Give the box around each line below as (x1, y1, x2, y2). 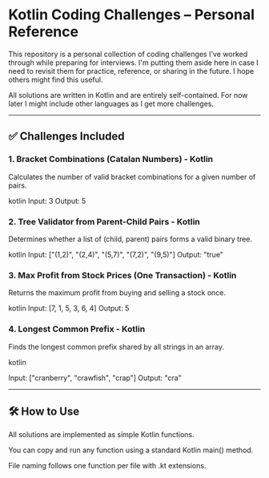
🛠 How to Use (8, 404, 80, 418)
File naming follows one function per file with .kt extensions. (8, 461, 207, 471)
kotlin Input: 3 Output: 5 (8, 196, 86, 205)
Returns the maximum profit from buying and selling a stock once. (8, 288, 227, 298)
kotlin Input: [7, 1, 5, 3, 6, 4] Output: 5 (8, 303, 130, 314)
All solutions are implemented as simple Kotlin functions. (8, 430, 195, 440)
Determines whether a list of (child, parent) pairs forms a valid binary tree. (8, 234, 253, 244)
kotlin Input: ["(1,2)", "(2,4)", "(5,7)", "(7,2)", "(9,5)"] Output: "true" (8, 249, 224, 259)
